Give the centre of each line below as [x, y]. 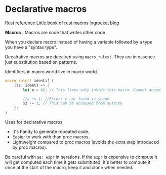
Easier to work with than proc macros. [51, 137]
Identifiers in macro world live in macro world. [52, 71]
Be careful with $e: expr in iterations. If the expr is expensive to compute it [81, 157]
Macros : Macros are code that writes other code [55, 32]
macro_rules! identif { [30, 81]
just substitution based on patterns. [41, 62]
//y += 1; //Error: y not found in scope [66, 99]
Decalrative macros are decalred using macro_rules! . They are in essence [80, 57]
